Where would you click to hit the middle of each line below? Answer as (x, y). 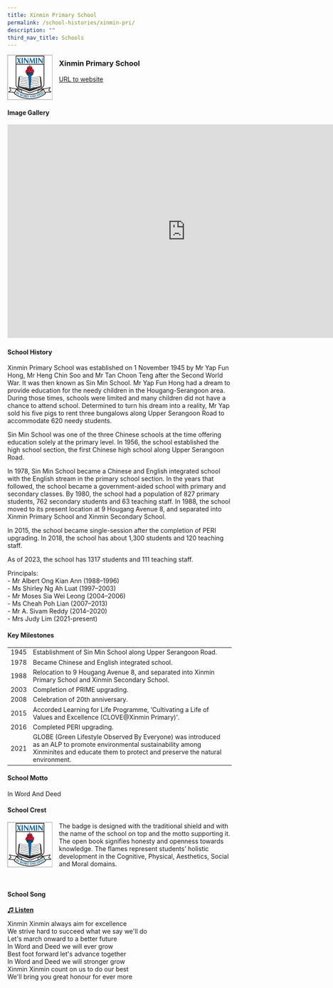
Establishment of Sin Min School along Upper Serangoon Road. (125, 652)
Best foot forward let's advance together (67, 954)
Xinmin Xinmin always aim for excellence (67, 924)
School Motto (28, 778)
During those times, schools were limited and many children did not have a (117, 398)
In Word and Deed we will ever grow (60, 947)
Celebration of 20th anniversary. (80, 700)
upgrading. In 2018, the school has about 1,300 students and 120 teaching (116, 538)
